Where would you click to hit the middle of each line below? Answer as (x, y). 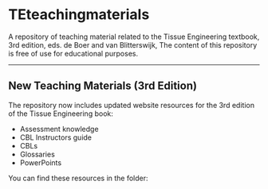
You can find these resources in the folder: (79, 178)
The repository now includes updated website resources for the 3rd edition (132, 105)
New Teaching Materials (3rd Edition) (103, 86)
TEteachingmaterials (79, 15)
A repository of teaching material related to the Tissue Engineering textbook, (134, 37)
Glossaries (37, 154)
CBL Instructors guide (56, 137)
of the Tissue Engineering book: (61, 114)
